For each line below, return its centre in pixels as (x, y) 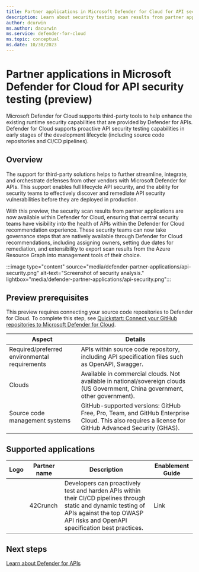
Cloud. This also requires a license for (133, 421)
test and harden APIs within (102, 491)
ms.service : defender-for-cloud (46, 34)
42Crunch (44, 505)
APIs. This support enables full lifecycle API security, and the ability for (92, 187)
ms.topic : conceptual (33, 39)
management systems (40, 421)
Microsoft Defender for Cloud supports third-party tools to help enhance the (99, 116)
